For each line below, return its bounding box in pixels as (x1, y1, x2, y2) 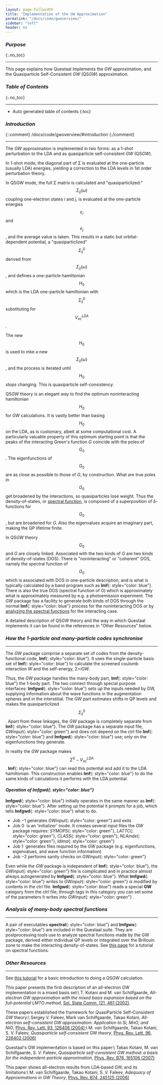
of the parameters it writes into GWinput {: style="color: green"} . (5, 894, 134, 900)
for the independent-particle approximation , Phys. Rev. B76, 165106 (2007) (5, 1055, 155, 1061)
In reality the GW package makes (5, 748, 72, 754)
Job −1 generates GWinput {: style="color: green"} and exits (12, 818, 132, 823)
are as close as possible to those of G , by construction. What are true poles (5, 471, 156, 477)
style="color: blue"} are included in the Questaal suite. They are (5, 927, 133, 933)
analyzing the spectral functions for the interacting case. (5, 608, 119, 614)
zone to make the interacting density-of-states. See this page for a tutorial (5, 942, 153, 948)
